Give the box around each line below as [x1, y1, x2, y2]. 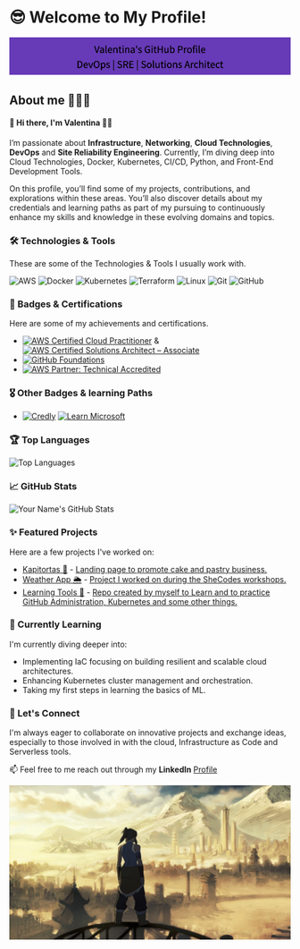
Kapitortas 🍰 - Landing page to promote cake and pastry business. [21, 563, 268, 574]
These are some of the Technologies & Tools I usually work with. [9, 258, 246, 269]
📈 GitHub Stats [9, 479, 78, 492]
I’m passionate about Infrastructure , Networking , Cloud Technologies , [9, 137, 273, 148]
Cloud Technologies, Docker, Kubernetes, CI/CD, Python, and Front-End [9, 156, 274, 167]
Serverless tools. [9, 746, 71, 758]
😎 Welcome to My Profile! [9, 7, 207, 28]
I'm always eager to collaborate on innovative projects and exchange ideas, [9, 727, 287, 738]
